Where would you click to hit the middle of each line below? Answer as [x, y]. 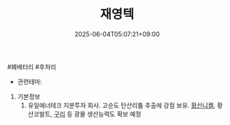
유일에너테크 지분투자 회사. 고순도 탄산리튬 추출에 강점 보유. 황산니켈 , [122, 105]
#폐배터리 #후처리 [32, 66]
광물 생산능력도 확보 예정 [108, 114]
